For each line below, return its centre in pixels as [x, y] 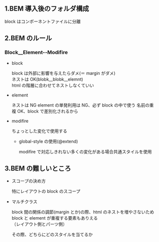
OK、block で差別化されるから [48, 111]
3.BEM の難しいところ [38, 168]
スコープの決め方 [28, 181]
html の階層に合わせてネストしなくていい [53, 85]
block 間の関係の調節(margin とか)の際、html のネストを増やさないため [83, 212]
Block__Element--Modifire [36, 53]
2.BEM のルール [28, 38]
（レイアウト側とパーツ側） [39, 224]
